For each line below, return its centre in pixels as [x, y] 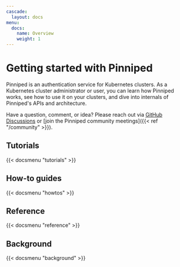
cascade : [17, 11]
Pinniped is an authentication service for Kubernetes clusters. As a [87, 84]
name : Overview [35, 34]
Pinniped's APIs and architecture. [46, 103]
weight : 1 [29, 39]
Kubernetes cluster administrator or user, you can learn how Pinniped [90, 90]
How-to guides [34, 178]
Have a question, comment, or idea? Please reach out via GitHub [84, 114]
